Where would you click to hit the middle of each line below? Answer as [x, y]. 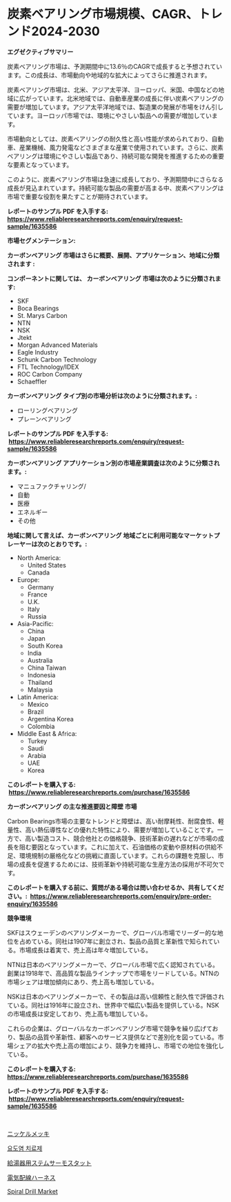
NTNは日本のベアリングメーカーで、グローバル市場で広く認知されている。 [113, 964]
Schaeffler [32, 381]
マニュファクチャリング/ [51, 486]
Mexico [38, 704]
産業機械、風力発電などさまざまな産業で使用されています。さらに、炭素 [121, 147]
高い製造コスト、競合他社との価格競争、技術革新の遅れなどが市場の [122, 838]
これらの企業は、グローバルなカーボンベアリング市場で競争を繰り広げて [110, 1028]
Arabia [37, 755]
